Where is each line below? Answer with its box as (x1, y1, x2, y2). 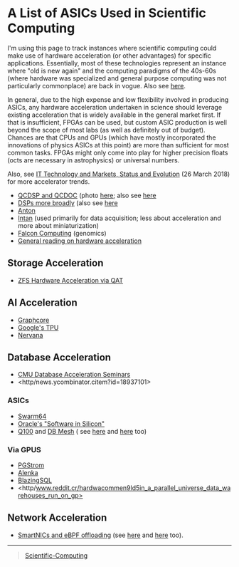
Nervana (17, 331, 43, 339)
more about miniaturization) (17, 221, 100, 229)
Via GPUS (7, 444, 41, 454)
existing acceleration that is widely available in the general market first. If (7, 110, 221, 119)
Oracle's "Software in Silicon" (17, 419, 105, 428)
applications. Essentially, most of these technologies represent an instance (7, 58, 227, 67)
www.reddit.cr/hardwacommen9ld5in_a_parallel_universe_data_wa (36, 483, 231, 492)
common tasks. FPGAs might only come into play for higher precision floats (7, 148, 228, 157)
